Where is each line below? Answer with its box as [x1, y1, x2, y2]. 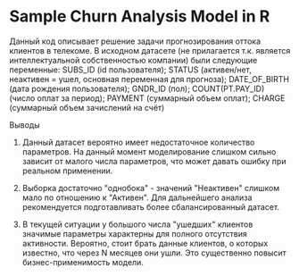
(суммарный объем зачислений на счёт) [9, 102, 165, 113]
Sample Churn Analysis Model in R [9, 6, 270, 27]
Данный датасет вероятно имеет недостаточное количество [21, 137, 255, 147]
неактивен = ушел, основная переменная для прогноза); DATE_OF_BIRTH [9, 73, 290, 84]
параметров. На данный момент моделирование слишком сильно [21, 146, 277, 157]
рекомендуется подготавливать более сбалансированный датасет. [21, 201, 279, 212]
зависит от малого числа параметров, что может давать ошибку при [21, 155, 287, 166]
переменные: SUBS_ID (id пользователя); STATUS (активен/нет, [9, 64, 252, 75]
